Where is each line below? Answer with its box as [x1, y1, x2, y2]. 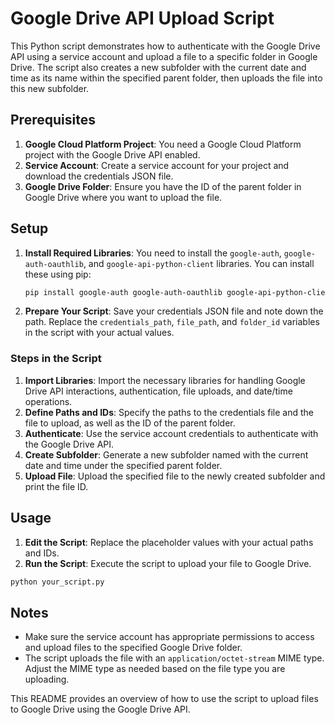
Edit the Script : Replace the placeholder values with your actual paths [24, 536, 314, 548]
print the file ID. [24, 480, 89, 492]
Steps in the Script [10, 352, 102, 366]
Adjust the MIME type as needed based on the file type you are [24, 663, 286, 675]
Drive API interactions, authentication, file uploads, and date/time [24, 385, 293, 397]
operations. [24, 395, 73, 407]
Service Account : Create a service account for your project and [24, 159, 290, 171]
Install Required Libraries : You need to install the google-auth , [24, 247, 282, 259]
